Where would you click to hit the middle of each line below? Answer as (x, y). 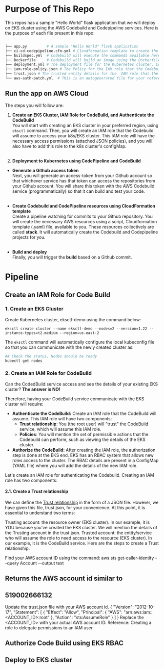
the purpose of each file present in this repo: (50, 33)
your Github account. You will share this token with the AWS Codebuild (83, 186)
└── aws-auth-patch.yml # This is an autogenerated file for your (75, 78)
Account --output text (42, 563)
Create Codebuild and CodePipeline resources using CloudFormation (83, 206)
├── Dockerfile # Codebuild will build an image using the (71, 60)
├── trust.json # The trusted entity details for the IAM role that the (82, 74)
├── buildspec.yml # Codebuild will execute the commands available (77, 55)
